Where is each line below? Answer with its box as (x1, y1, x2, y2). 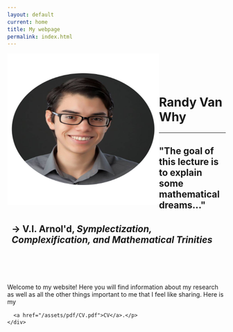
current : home (7, 18, 49, 26)
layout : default (7, 11, 54, 18)
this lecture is (159, 156, 219, 168)
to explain (159, 167, 202, 179)
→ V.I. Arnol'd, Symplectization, (11, 222, 153, 235)
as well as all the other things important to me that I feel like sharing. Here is (7, 290, 224, 298)
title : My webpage (7, 26, 60, 33)
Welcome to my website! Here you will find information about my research (7, 283, 218, 291)
